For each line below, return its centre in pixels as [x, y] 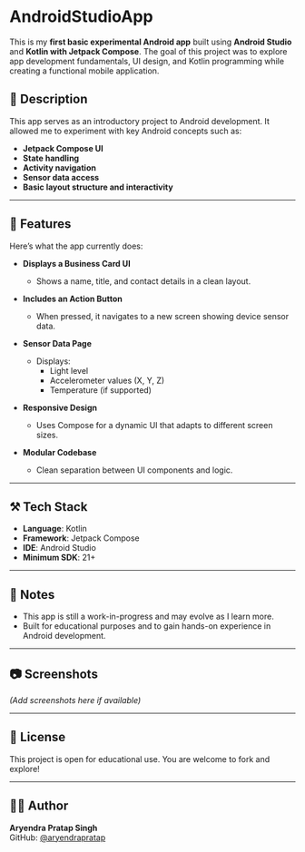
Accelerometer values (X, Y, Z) [107, 380]
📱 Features [40, 224]
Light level [69, 370]
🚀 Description [49, 99]
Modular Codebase [59, 452]
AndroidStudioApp [81, 17]
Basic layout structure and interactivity [98, 187]
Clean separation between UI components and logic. [134, 470]
